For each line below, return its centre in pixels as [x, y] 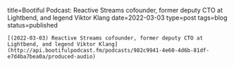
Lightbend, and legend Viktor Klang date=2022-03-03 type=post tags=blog [117, 18]
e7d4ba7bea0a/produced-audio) [52, 56]
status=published [33, 25]
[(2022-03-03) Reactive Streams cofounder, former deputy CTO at [105, 38]
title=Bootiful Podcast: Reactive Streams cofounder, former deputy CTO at [115, 10]
